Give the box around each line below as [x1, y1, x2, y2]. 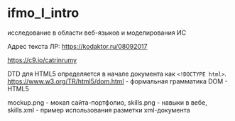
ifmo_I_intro [7, 5, 80, 21]
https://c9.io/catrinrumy [7, 55, 77, 64]
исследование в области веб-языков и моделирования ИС [7, 28, 187, 37]
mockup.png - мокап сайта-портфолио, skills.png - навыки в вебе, [7, 98, 208, 107]
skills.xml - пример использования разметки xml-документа [7, 105, 190, 114]
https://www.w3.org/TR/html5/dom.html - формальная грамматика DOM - [7, 76, 229, 86]
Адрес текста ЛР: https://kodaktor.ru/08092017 [7, 42, 148, 50]
